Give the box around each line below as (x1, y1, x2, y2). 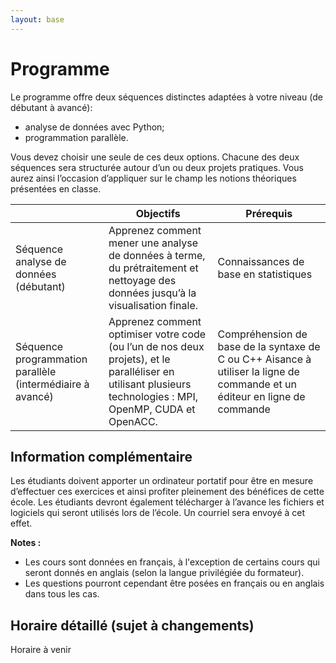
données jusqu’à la (108, 286, 197, 300)
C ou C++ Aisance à (217, 352, 312, 366)
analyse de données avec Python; (24, 121, 165, 133)
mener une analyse (108, 236, 199, 250)
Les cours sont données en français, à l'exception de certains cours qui (24, 556, 320, 568)
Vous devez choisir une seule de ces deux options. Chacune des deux (10, 151, 300, 163)
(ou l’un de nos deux (108, 339, 205, 353)
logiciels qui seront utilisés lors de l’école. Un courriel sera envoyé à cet (10, 507, 306, 519)
